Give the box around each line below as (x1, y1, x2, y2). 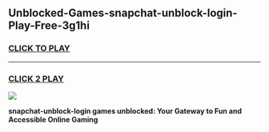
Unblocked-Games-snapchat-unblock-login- (8, 6, 238, 20)
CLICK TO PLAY (8, 43, 70, 54)
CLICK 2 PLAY (8, 73, 64, 84)
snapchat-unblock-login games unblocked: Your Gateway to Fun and (8, 106, 243, 115)
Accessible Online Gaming (8, 114, 98, 124)
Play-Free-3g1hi (8, 19, 90, 33)
